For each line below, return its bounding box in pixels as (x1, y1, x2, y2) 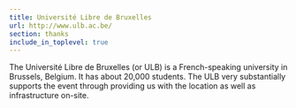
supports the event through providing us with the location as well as (9, 81, 256, 91)
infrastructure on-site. (9, 90, 90, 101)
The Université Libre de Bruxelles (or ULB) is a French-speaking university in (9, 62, 288, 73)
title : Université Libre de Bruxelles (9, 12, 152, 22)
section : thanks (9, 29, 69, 38)
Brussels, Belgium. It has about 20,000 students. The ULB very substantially (9, 72, 286, 82)
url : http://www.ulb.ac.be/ (9, 21, 113, 30)
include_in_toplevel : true (9, 37, 109, 47)
